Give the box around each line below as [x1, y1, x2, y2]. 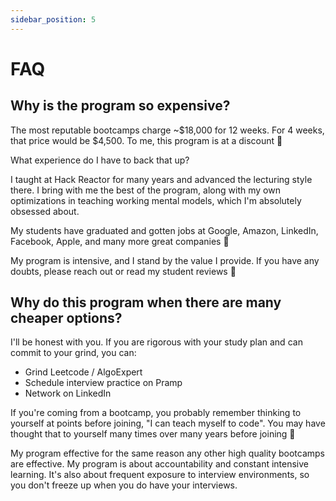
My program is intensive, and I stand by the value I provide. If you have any [10, 254, 320, 266]
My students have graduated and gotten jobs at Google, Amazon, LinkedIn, [10, 224, 319, 236]
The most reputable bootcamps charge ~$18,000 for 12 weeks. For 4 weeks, [10, 124, 325, 136]
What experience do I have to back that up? [10, 154, 190, 166]
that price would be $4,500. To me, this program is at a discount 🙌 [10, 134, 283, 146]
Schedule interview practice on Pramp [24, 377, 183, 389]
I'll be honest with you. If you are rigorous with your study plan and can [10, 336, 303, 348]
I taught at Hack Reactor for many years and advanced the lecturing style [10, 173, 313, 185]
